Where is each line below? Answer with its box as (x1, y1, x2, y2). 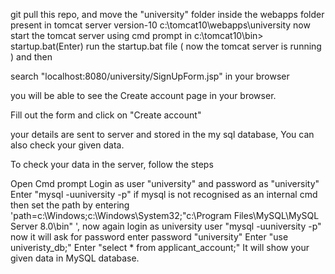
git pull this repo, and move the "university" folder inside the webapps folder (10, 9, 325, 20)
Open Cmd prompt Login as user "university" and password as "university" (10, 178, 320, 189)
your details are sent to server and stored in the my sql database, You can (10, 129, 315, 140)
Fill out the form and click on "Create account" (10, 109, 202, 121)
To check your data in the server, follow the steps (10, 159, 214, 170)
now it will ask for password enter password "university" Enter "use (10, 231, 289, 243)
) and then (10, 51, 53, 63)
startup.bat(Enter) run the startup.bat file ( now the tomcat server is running (10, 40, 322, 52)
